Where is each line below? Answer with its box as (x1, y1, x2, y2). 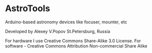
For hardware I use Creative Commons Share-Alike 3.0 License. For (5, 37, 141, 44)
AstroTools (5, 3, 51, 14)
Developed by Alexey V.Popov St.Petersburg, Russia (5, 28, 110, 34)
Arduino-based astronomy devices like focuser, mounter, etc (5, 19, 127, 25)
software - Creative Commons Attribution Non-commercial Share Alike (5, 43, 148, 49)
